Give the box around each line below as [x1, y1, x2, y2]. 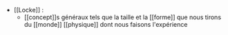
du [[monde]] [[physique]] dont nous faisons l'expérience [23, 21, 188, 28]
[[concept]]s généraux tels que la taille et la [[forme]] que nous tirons [23, 13, 222, 21]
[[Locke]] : [13, 6, 44, 14]
